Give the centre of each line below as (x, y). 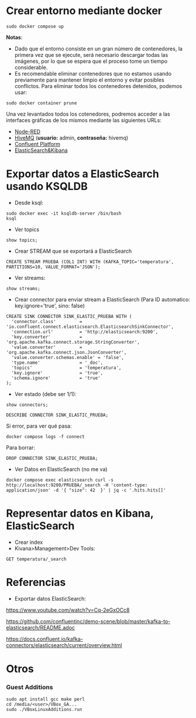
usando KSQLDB (47, 187)
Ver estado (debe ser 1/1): (45, 394)
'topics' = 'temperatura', (66, 368)
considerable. (31, 67)
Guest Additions (30, 687)
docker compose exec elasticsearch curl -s (60, 480)
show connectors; (27, 405)
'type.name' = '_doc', (57, 363)
